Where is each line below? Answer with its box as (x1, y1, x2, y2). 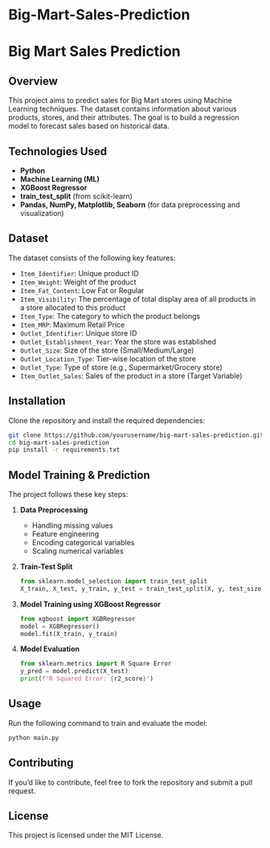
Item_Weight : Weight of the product (19, 277, 137, 287)
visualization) (19, 209, 64, 218)
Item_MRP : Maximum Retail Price (19, 320, 125, 329)
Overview (8, 74, 59, 88)
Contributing (8, 756, 74, 770)
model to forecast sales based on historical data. (8, 121, 170, 131)
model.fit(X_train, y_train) (19, 630, 118, 638)
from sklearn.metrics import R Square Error (19, 660, 172, 668)
